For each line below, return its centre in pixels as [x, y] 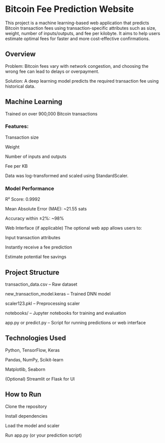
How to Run [23, 394]
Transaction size [22, 137]
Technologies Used [35, 338]
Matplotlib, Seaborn [25, 369]
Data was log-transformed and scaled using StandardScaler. [67, 175]
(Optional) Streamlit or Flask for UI [40, 379]
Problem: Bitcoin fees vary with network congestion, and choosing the [77, 66]
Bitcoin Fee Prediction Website [70, 9]
